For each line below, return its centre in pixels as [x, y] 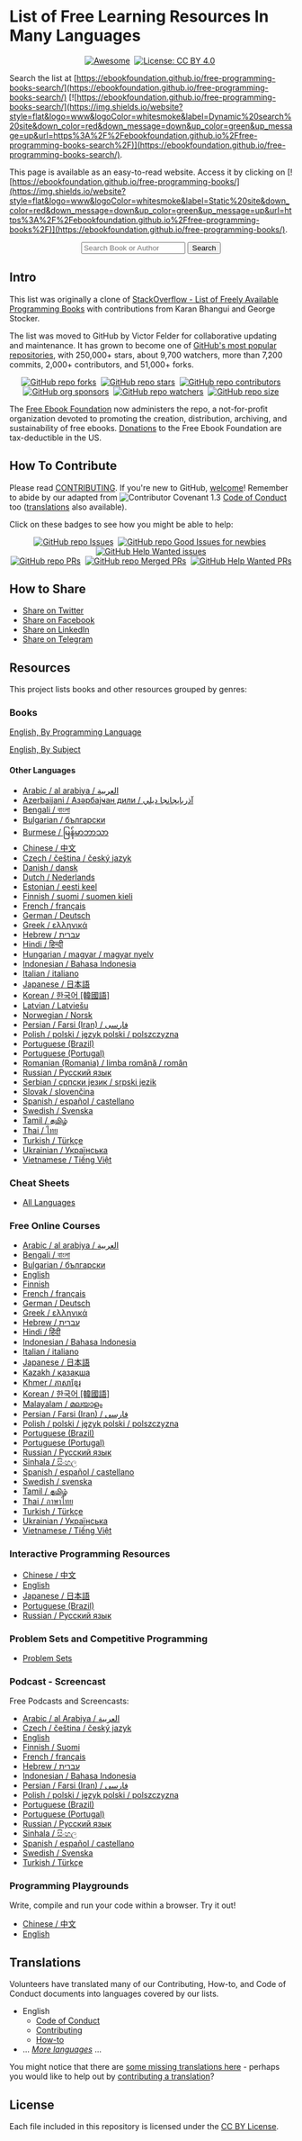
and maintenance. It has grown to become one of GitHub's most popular [143, 345]
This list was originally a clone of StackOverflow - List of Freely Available [144, 299]
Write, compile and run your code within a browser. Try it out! [123, 1905]
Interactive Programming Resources [90, 1554]
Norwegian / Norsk [57, 1015]
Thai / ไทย [40, 1130]
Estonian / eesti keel [59, 886]
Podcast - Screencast [58, 1681]
